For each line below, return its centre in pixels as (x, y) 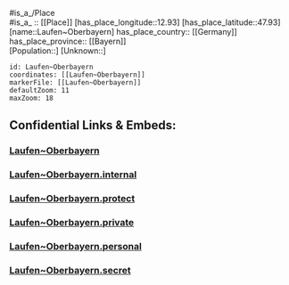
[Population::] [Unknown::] (58, 51)
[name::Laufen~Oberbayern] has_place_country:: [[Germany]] (124, 32)
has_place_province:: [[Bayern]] (68, 41)
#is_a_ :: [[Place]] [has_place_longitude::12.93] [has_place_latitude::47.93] (145, 22)
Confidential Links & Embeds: (93, 125)
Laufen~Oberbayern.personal (76, 246)
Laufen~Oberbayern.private (72, 223)
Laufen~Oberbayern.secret (70, 270)
